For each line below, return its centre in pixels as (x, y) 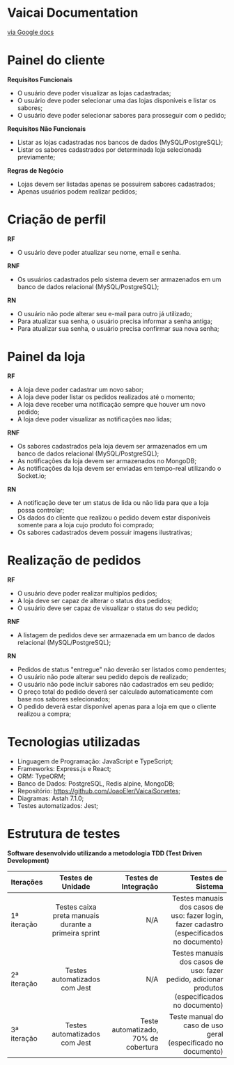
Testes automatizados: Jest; (58, 805)
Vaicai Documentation (73, 13)
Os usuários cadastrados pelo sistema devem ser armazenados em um (119, 279)
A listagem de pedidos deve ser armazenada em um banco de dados (116, 635)
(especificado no (196, 1043)
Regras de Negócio (36, 170)
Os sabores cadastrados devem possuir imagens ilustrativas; (105, 532)
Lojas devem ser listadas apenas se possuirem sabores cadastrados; (116, 184)
